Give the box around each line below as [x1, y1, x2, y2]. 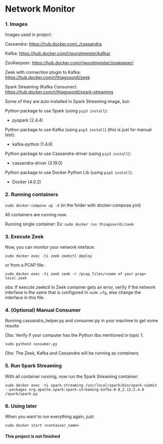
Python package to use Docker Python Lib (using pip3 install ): [5, 170, 133, 175]
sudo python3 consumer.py [5, 342, 57, 347]
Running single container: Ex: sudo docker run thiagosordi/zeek [5, 221, 134, 227]
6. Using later [5, 402, 37, 409]
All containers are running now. [5, 211, 67, 217]
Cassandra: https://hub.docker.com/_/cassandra [5, 41, 102, 47]
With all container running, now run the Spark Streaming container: [5, 373, 139, 379]
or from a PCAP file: [5, 262, 45, 268]
